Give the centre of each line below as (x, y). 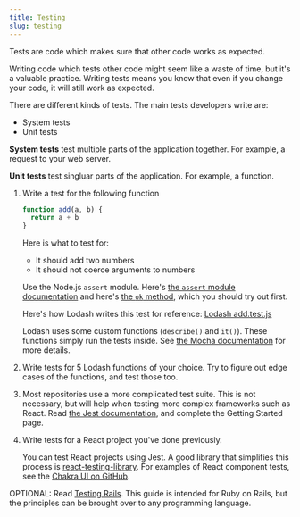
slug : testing (36, 26)
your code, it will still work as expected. (82, 88)
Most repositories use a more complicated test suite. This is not (139, 395)
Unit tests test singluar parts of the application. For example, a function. (142, 176)
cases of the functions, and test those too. (100, 377)
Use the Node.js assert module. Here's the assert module (129, 288)
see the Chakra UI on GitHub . (76, 476)
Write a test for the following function (91, 193)
